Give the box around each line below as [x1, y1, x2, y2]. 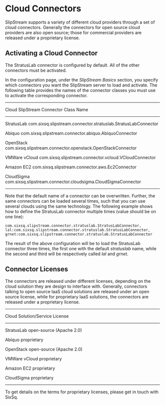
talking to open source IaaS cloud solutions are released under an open [5, 288, 150, 295]
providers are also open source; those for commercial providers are [5, 29, 142, 35]
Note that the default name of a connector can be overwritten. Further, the [5, 192, 156, 199]
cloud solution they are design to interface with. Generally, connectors [5, 283, 147, 289]
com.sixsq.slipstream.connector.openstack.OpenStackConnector [5, 145, 137, 151]
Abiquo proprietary [5, 337, 44, 343]
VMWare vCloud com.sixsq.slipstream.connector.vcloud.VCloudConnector [5, 154, 156, 160]
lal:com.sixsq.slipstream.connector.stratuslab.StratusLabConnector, [5, 227, 151, 232]
